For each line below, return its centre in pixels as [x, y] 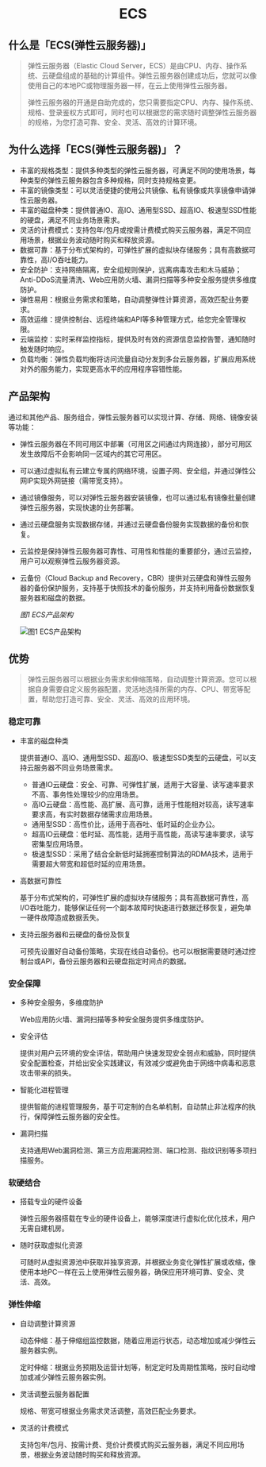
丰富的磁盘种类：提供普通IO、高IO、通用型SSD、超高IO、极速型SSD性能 [138, 210]
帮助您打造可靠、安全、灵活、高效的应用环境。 [118, 699]
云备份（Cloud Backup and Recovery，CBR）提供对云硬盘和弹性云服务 [135, 577]
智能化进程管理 [44, 1090]
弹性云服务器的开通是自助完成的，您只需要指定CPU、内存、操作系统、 [142, 102]
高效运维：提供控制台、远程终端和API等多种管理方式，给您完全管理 [129, 319]
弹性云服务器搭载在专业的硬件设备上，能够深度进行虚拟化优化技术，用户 [137, 1218]
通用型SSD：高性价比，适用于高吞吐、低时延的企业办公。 [125, 824]
